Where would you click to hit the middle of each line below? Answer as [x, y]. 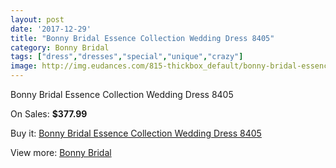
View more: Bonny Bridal [61, 152]
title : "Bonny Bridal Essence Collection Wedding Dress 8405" [142, 38]
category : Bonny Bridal [60, 47]
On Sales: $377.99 [49, 114]
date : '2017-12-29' [51, 29]
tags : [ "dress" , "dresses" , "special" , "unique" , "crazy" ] [127, 57]
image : [24, 66]
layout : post [37, 19]
